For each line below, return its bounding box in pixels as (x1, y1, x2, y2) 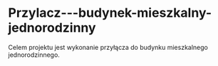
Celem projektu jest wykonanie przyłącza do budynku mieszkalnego (8, 43, 209, 51)
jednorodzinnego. (8, 51, 60, 59)
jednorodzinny (8, 20, 96, 36)
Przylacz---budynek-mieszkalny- (8, 5, 212, 21)
